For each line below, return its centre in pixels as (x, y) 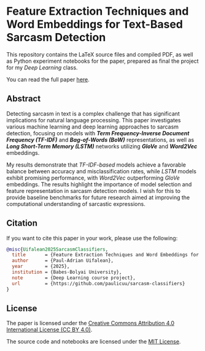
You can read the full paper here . (48, 79)
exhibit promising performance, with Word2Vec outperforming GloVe (93, 178)
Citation (22, 223)
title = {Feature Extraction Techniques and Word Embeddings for (106, 255)
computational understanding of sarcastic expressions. (76, 203)
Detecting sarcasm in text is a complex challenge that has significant (93, 113)
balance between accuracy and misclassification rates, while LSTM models (101, 171)
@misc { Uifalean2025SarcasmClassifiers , (57, 249)
